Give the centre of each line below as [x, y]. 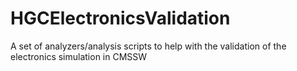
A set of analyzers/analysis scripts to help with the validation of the [148, 46]
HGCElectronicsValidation [120, 18]
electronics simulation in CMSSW [79, 56]
